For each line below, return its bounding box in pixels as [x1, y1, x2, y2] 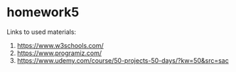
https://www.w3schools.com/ [16, 41, 104, 49]
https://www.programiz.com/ [16, 49, 102, 57]
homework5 [6, 4, 80, 20]
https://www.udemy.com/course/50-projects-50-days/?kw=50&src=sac [16, 56, 229, 64]
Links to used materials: [6, 28, 76, 36]
